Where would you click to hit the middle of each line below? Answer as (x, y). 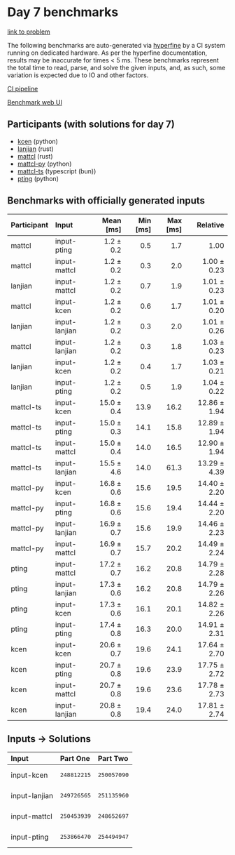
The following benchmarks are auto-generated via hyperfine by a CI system (116, 45)
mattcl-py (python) (44, 164)
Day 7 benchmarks (63, 12)
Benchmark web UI (35, 102)
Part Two (113, 759)
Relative (211, 225)
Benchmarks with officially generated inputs (106, 201)
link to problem (29, 32)
